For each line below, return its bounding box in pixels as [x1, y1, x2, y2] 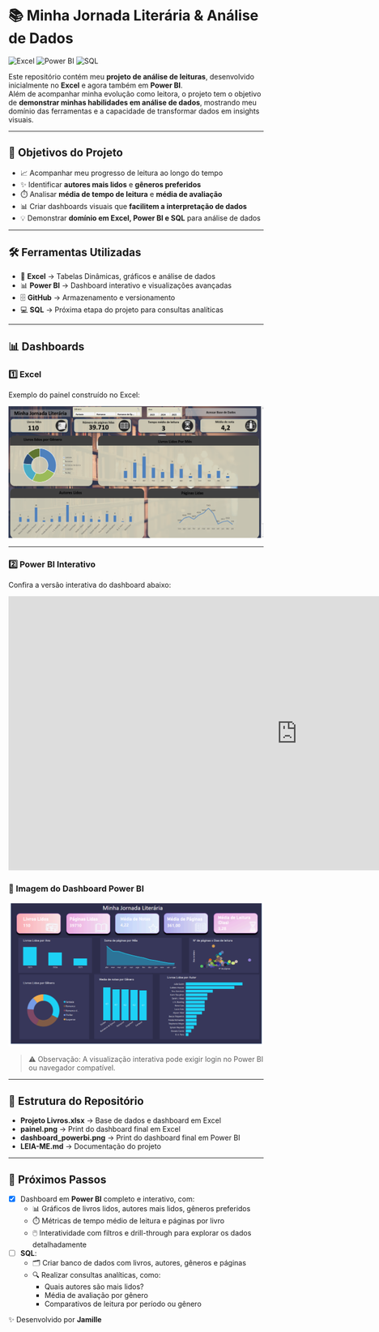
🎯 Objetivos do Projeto [8, 146, 123, 160]
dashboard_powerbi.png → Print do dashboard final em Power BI [19, 1133, 241, 1143]
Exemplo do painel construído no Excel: [8, 390, 140, 400]
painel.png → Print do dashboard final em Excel [19, 1124, 181, 1134]
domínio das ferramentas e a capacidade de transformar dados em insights [8, 106, 260, 116]
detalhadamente [32, 1240, 87, 1249]
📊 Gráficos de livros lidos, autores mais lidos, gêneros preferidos [32, 1204, 251, 1214]
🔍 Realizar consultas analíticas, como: [32, 1270, 161, 1280]
